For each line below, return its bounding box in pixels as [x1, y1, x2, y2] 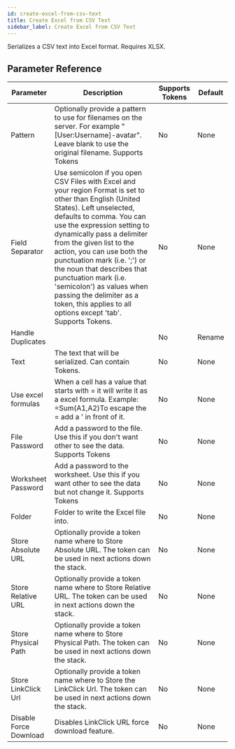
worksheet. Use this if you [54, 470, 140, 479]
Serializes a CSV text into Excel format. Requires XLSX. [7, 43, 166, 51]
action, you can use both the [54, 246, 148, 256]
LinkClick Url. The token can [54, 684, 147, 694]
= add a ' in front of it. [54, 412, 125, 422]
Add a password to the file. [54, 423, 143, 433]
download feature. [54, 726, 115, 736]
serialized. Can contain [54, 357, 129, 367]
